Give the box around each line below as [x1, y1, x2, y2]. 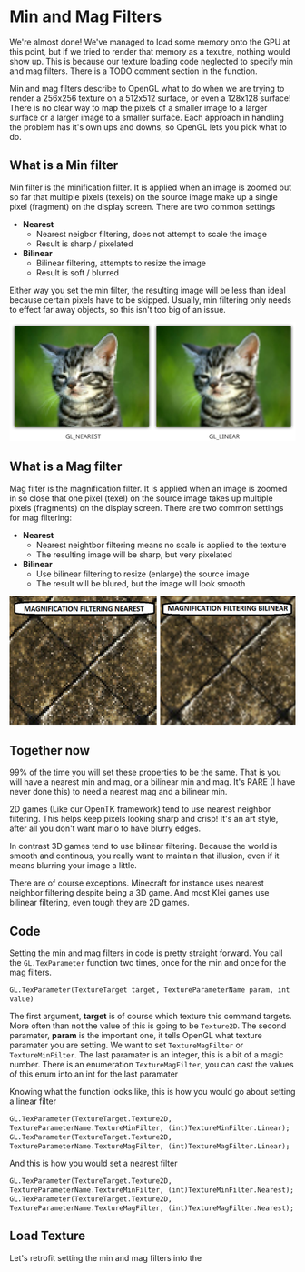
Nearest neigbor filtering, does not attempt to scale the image [35, 228, 268, 239]
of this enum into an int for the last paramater [9, 1068, 179, 1079]
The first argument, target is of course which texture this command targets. [9, 1010, 292, 1021]
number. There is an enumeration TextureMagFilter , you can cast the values [9, 1058, 294, 1069]
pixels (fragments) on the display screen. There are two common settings [9, 502, 284, 513]
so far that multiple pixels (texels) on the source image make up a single [9, 191, 279, 202]
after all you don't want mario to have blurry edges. [9, 823, 202, 834]
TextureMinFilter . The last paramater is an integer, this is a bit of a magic [9, 1048, 284, 1060]
